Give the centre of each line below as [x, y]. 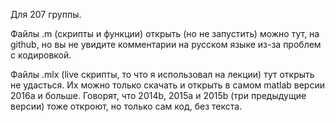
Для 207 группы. [46, 14]
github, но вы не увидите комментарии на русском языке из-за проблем [166, 44]
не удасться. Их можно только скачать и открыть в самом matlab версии [167, 85]
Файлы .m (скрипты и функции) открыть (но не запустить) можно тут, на [165, 33]
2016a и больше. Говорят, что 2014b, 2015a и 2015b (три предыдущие [158, 95]
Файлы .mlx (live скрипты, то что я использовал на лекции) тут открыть [162, 74]
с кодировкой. [41, 55]
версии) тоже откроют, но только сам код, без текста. [126, 106]
